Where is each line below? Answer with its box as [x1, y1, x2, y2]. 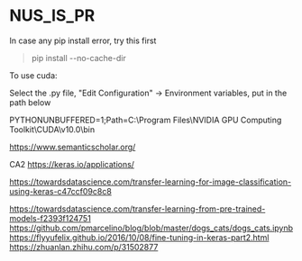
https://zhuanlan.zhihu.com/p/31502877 [9, 241, 159, 252]
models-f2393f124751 [9, 212, 92, 223]
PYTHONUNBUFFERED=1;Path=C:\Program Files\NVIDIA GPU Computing [9, 114, 282, 125]
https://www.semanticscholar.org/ [9, 141, 136, 152]
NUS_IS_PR [9, 5, 96, 26]
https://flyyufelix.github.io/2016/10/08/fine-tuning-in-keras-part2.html [9, 231, 270, 243]
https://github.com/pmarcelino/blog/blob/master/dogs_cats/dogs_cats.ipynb [9, 222, 294, 233]
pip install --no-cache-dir [31, 52, 126, 63]
